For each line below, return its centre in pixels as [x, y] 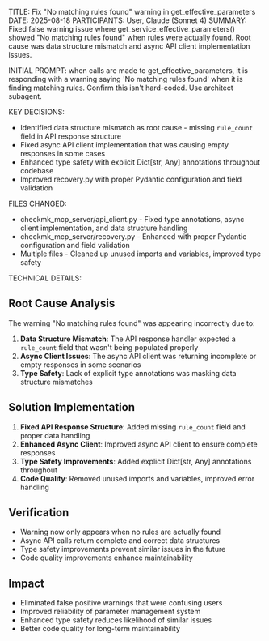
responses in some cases [63, 154]
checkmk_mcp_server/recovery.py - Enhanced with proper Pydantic [133, 237]
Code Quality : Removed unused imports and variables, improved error [137, 478]
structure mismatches [56, 382]
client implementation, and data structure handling [104, 228]
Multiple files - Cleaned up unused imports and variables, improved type [141, 254]
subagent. [25, 96]
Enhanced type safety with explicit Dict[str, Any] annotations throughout [140, 162]
